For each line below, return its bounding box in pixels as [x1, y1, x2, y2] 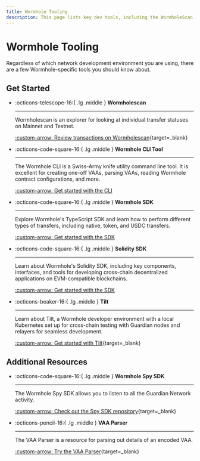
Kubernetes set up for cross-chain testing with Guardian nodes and [14, 321, 180, 329]
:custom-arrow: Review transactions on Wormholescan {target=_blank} [14, 134, 188, 141]
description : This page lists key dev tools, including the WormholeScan [6, 14, 193, 20]
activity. [14, 396, 35, 403]
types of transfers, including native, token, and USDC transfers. [14, 222, 171, 230]
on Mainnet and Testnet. [14, 123, 75, 130]
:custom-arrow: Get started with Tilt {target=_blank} [14, 339, 141, 346]
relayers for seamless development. [14, 328, 103, 335]
